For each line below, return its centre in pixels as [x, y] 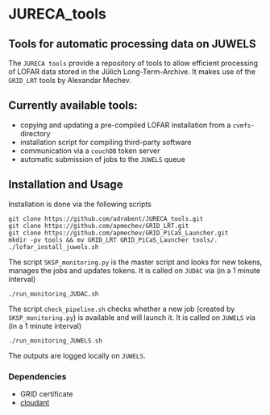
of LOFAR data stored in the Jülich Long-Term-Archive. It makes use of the [132, 72]
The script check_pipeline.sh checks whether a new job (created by [122, 309]
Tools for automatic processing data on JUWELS [132, 44]
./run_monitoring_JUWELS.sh [56, 340]
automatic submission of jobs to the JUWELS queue [102, 159]
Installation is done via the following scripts [80, 204]
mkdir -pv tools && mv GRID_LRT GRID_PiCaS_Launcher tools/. [113, 240]
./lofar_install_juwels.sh [54, 247]
